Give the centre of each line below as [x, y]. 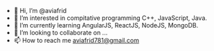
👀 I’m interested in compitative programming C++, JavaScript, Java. [110, 18]
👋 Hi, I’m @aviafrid [40, 11]
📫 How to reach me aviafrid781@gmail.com [77, 40]
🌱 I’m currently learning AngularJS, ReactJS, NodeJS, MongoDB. [106, 25]
